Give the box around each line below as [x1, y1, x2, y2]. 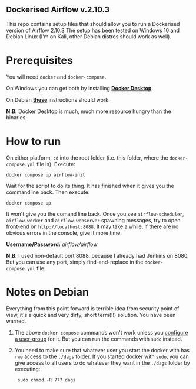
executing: [14, 365, 41, 372]
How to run [6, 134, 61, 148]
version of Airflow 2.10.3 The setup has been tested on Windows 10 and [6, 27, 180, 34]
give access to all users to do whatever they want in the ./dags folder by [14, 359, 190, 366]
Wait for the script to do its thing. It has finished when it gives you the [6, 182, 175, 189]
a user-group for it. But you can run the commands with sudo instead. [14, 335, 182, 342]
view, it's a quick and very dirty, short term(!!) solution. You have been [6, 311, 176, 318]
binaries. [6, 114, 28, 121]
